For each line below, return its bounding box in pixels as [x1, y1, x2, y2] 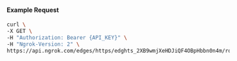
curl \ [6, 21, 26, 28]
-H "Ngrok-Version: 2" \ [6, 41, 80, 48]
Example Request [6, 6, 59, 14]
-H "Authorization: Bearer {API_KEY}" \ [6, 34, 128, 41]
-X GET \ [6, 28, 33, 35]
